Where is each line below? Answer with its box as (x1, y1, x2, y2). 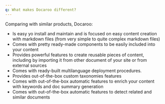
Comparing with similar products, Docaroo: (5, 21, 93, 27)
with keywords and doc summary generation (12, 83, 104, 90)
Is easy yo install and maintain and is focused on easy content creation (12, 30, 157, 36)
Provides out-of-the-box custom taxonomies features (12, 73, 122, 79)
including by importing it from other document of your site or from (12, 57, 147, 63)
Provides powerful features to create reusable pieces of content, (12, 52, 145, 58)
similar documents (12, 94, 51, 100)
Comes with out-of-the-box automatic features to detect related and (12, 89, 152, 95)
